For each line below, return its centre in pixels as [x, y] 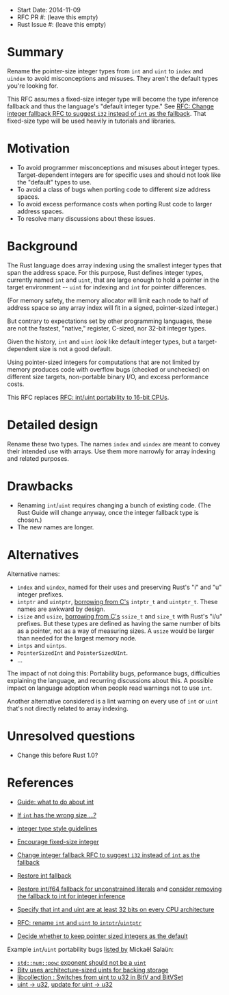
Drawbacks [40, 486]
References [40, 783]
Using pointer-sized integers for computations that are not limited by [104, 362]
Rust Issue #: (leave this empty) [62, 24]
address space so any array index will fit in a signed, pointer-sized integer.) [113, 307]
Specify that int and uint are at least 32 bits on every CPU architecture [116, 909]
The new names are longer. [55, 527]
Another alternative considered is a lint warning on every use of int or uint [113, 701]
